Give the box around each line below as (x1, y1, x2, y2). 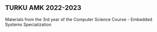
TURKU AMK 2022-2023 (5, 4, 81, 12)
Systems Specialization (5, 21, 52, 27)
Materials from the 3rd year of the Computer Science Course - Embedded (5, 16, 153, 22)
